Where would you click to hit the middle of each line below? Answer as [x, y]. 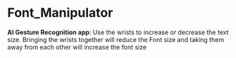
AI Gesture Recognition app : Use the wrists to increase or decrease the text [118, 32]
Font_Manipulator [60, 13]
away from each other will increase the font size [77, 47]
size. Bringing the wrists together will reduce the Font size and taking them [116, 39]
